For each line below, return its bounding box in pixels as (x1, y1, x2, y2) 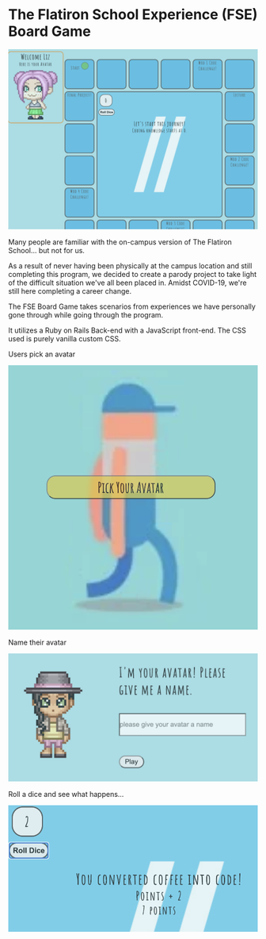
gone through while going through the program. (8, 310, 164, 319)
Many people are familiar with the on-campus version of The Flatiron (8, 237, 232, 247)
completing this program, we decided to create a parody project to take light (8, 269, 257, 279)
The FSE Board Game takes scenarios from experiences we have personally (8, 302, 256, 311)
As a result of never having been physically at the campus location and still (8, 260, 253, 271)
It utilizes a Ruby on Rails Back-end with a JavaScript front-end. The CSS (8, 325, 247, 335)
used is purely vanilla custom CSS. (8, 333, 121, 343)
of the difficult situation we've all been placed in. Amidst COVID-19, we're (8, 278, 247, 287)
